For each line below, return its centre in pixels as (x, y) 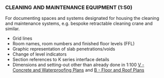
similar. (12, 29)
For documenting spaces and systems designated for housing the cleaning (82, 18)
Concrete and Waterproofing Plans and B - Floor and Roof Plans (78, 70)
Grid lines (22, 38)
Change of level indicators (39, 54)
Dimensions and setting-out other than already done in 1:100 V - (78, 65)
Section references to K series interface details (61, 60)
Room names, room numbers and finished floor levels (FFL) (73, 44)
